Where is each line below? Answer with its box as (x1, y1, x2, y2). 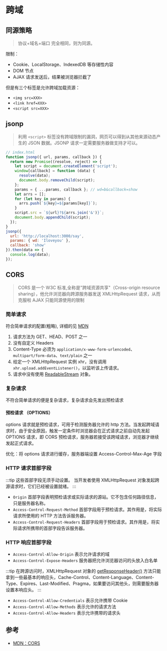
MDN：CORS (12, 640, 40, 646)
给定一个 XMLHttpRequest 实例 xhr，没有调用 (12, 358, 107, 364)
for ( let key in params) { (14, 196, 71, 201)
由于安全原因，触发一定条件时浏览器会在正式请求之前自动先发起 (18, 428, 150, 434)
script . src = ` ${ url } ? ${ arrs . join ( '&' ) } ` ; (14, 210, 104, 215)
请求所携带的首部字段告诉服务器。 (17, 525, 88, 531)
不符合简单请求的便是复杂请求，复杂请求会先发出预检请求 (5, 397, 124, 403)
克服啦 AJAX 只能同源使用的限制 (17, 297, 85, 303)
